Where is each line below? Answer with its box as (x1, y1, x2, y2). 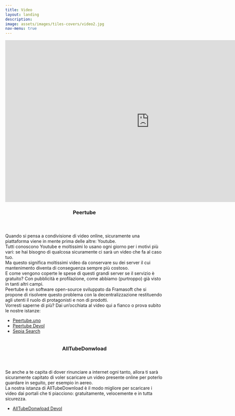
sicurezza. (5, 395, 27, 401)
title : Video (5, 7, 33, 13)
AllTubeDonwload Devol (12, 405, 63, 411)
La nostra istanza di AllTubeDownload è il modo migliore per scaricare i (5, 385, 152, 391)
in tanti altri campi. (5, 281, 44, 287)
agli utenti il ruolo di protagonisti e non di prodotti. (5, 297, 108, 303)
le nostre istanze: (5, 308, 41, 314)
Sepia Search (12, 328, 41, 335)
